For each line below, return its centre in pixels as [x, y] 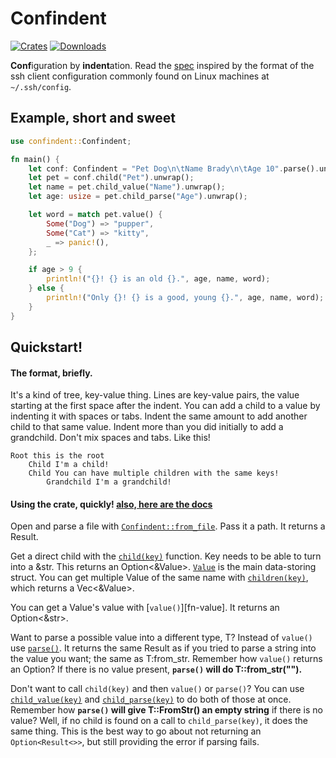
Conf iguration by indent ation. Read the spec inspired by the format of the [162, 65]
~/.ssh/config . [41, 86]
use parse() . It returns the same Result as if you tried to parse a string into [163, 648]
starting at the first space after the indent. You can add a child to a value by [165, 406]
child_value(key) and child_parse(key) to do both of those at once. [151, 699]
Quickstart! [46, 347]
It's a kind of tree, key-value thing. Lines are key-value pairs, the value [155, 395]
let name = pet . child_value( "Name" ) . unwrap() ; [127, 187]
